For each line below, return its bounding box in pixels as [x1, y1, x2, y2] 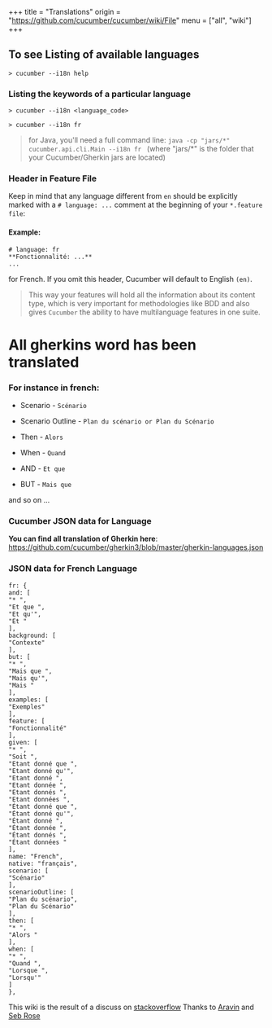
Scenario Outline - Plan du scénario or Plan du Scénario [19, 416, 215, 426]
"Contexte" [8, 639, 45, 647]
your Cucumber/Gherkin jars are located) [28, 152, 166, 162]
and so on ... [8, 495, 50, 505]
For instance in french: [8, 382, 100, 393]
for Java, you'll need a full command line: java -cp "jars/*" [28, 135, 231, 145]
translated [8, 353, 80, 371]
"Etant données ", [8, 795, 71, 803]
